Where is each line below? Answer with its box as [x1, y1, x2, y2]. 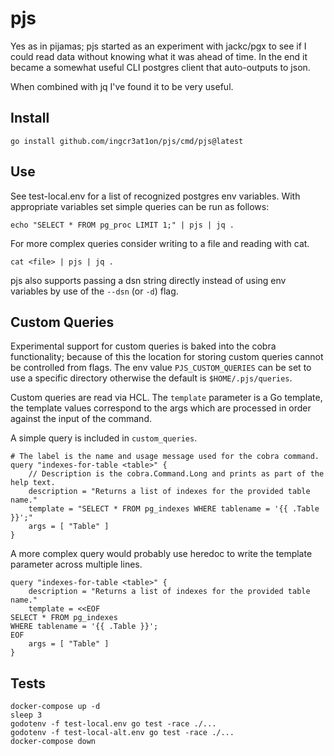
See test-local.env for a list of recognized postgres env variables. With [10, 190, 301, 202]
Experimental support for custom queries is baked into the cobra [10, 340, 277, 352]
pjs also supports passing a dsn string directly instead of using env [10, 274, 287, 286]
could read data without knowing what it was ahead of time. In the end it [10, 50, 308, 62]
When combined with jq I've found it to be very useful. [10, 80, 234, 92]
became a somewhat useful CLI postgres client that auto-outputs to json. [10, 61, 311, 73]
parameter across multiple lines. [10, 558, 143, 571]
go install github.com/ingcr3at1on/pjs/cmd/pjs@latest [10, 136, 244, 146]
